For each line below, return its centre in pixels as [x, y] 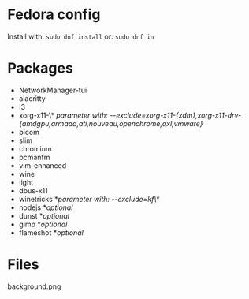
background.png [34, 286]
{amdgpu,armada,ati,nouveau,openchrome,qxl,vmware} [111, 123]
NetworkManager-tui [53, 90]
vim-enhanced [43, 165]
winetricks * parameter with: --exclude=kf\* [89, 199]
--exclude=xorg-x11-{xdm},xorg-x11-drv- [175, 115]
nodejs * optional [46, 207]
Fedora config [54, 15]
